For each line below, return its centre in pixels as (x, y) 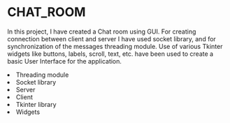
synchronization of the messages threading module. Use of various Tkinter (115, 46)
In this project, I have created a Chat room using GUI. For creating (102, 31)
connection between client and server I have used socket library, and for (112, 38)
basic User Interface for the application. (65, 61)
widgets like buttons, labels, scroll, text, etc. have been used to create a (110, 54)
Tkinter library (37, 104)
